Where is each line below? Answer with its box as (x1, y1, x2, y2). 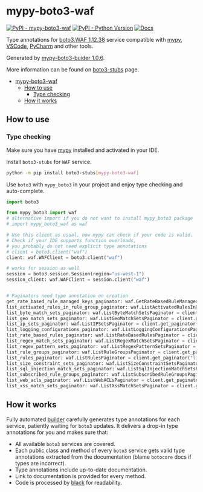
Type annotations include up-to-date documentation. (14, 466, 147, 473)
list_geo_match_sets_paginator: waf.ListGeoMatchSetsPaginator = (6, 315, 174, 321)
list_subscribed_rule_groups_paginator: (6, 372, 110, 378)
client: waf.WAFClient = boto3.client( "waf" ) (6, 254, 123, 261)
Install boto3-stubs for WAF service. (6, 158, 92, 165)
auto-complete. (6, 187, 45, 194)
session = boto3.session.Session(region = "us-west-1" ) (6, 271, 145, 277)
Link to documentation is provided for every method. (14, 472, 146, 479)
